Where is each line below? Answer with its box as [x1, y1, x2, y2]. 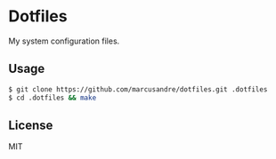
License [8, 117, 53, 132]
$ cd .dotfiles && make [8, 93, 97, 102]
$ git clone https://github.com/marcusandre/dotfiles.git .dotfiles [8, 84, 268, 94]
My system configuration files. [8, 36, 120, 46]
